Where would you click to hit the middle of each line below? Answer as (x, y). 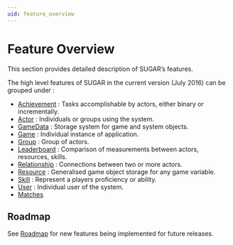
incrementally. (38, 111)
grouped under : (31, 90)
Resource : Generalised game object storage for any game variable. (116, 172)
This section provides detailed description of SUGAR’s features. (101, 69)
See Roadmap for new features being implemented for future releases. (110, 234)
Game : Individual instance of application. (78, 134)
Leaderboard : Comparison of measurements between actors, (108, 149)
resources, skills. (42, 156)
